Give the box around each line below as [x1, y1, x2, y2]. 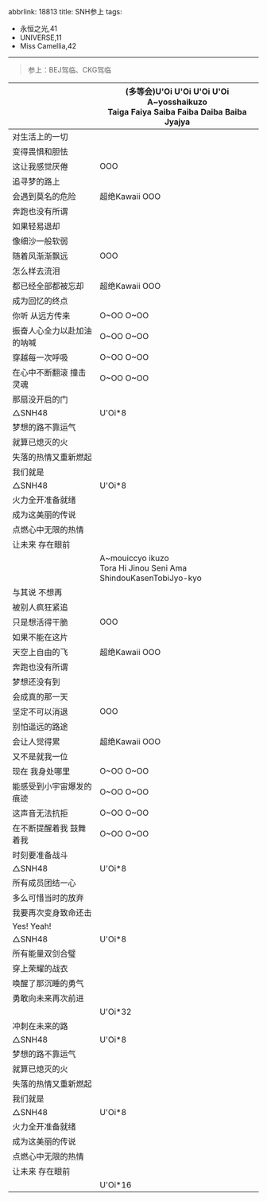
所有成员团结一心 [12, 878, 77, 888]
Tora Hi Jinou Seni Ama [99, 563, 188, 573]
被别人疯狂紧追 [12, 602, 69, 613]
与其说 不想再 [12, 587, 63, 598]
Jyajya [164, 116, 191, 127]
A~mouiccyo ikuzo [99, 552, 169, 563]
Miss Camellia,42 [19, 41, 77, 50]
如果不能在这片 [12, 632, 69, 642]
